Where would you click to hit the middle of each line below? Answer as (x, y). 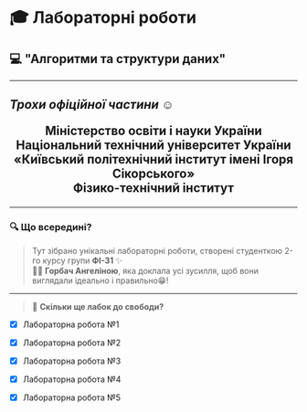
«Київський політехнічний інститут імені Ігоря (153, 159)
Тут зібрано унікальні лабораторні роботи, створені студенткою (157, 250)
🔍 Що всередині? (51, 227)
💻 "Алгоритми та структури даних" (118, 59)
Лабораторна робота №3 (72, 361)
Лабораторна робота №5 (72, 397)
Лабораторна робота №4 (72, 379)
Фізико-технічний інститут (153, 188)
